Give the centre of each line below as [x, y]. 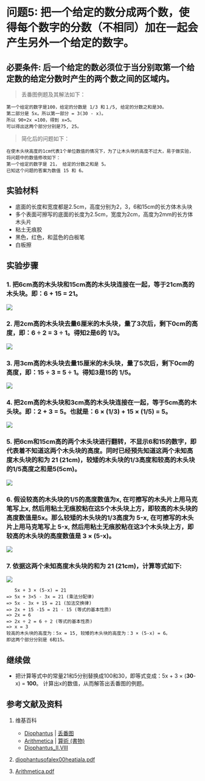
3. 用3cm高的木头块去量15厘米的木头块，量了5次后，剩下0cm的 [100, 363]
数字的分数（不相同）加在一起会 [119, 28]
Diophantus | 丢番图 [49, 733]
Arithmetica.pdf [35, 771]
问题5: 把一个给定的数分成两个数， [93, 12]
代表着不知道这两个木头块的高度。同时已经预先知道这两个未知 [97, 451]
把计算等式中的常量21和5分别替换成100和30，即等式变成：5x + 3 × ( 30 [104, 676]
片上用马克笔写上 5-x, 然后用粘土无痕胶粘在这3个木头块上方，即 [100, 527]
